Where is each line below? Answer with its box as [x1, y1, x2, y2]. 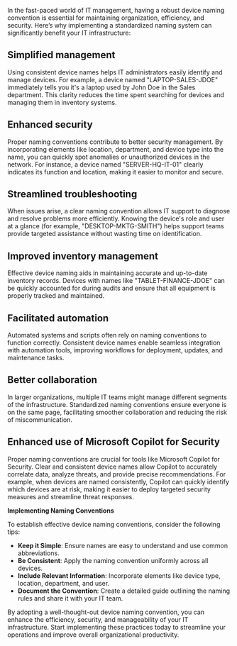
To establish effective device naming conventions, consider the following [7, 520, 221, 528]
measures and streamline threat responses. [7, 492, 135, 501]
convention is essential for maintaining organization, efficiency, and [7, 13, 204, 22]
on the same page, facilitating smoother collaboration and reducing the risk [7, 408, 227, 416]
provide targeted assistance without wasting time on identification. [7, 230, 202, 238]
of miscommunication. [7, 415, 73, 424]
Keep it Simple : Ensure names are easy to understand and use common [17, 541, 228, 550]
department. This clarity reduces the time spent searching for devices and [7, 90, 225, 99]
